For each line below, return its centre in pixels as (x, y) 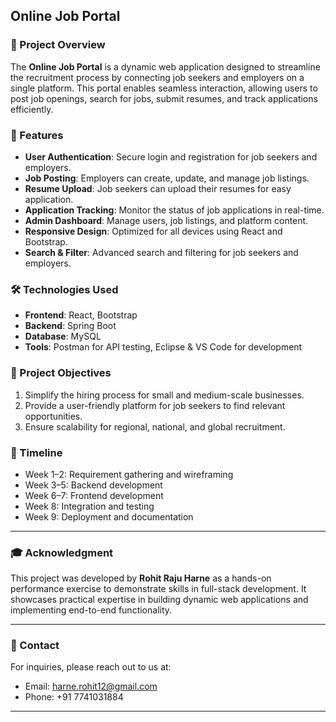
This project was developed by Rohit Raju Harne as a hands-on (141, 578)
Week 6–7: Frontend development (94, 495)
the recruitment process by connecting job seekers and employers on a (157, 77)
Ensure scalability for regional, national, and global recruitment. (155, 426)
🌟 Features (37, 135)
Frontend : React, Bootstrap (81, 315)
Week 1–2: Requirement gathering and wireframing (129, 474)
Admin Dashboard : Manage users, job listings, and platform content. (166, 220)
